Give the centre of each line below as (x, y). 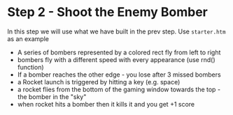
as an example (28, 38)
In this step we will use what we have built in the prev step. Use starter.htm (116, 31)
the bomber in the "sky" (52, 97)
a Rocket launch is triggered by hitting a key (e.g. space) (99, 82)
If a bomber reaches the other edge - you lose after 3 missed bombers (119, 75)
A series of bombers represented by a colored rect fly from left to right (119, 52)
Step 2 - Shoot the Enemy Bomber (107, 12)
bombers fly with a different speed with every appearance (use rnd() (116, 59)
